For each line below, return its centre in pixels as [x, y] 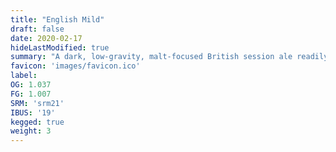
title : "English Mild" [57, 19]
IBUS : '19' [33, 112]
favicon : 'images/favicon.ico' [75, 66]
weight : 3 [31, 131]
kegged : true [37, 122]
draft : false [37, 29]
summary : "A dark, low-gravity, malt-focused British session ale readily [169, 57]
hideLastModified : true [60, 47]
